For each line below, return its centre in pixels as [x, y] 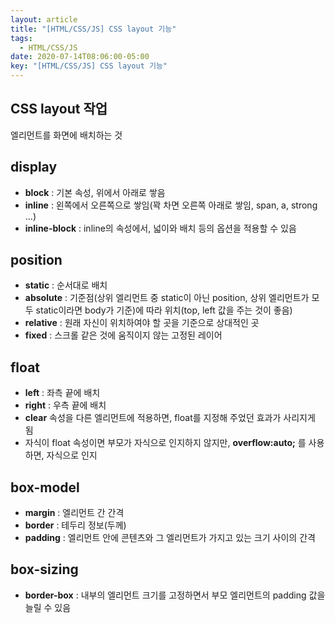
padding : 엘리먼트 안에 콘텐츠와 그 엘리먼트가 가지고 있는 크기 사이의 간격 [170, 538]
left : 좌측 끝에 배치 [62, 393]
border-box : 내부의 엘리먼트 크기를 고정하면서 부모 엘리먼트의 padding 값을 [175, 595]
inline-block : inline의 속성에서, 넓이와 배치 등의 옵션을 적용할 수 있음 [160, 228]
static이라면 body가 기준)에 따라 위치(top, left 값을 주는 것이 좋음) [164, 310]
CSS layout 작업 [59, 109]
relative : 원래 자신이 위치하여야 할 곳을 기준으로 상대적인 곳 [142, 323]
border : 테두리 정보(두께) [75, 525]
